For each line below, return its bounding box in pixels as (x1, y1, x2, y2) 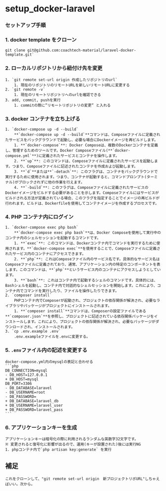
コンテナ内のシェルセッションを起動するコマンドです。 (5, 236, 101, 241)
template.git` (5, 52, 35, 57)
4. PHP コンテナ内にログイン (5, 213, 74, 220)
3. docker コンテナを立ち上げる (5, 115, 81, 122)
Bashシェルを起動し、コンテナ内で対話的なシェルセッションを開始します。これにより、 (5, 283, 158, 288)
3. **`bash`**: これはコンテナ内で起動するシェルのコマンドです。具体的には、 (14, 278, 158, 283)
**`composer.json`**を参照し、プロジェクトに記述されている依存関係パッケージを (5, 314, 155, 319)
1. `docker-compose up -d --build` (5, 127, 79, 132)
